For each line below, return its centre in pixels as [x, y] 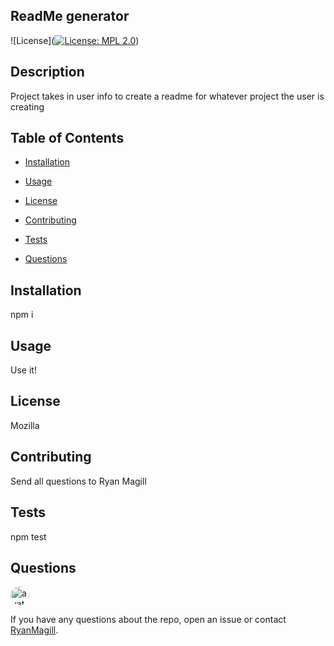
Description [47, 72]
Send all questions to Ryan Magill [78, 481]
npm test [28, 536]
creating [27, 106]
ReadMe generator [70, 16]
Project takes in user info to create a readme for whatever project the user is [167, 96]
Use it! [23, 370]
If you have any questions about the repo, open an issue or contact [148, 620]
